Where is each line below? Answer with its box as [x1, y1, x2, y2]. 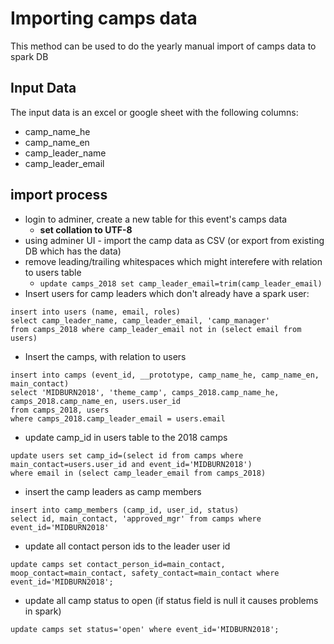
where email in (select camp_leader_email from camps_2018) [10, 468, 267, 478]
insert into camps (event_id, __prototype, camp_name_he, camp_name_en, [10, 370, 320, 380]
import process [10, 187, 108, 204]
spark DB [10, 50, 49, 62]
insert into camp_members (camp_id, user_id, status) [10, 505, 240, 515]
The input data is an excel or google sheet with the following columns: [10, 106, 299, 118]
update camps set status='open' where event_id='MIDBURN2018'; [10, 624, 280, 634]
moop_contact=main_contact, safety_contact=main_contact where [10, 568, 280, 578]
